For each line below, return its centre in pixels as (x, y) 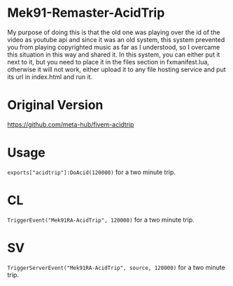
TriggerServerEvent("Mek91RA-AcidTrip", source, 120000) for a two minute (116, 267)
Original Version (55, 105)
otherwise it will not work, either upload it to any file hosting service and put (116, 69)
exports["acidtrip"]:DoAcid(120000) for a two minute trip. (92, 172)
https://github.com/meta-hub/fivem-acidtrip (71, 124)
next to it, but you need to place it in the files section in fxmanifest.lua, (108, 62)
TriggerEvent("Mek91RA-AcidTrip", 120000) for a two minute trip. (101, 220)
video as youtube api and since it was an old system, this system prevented (116, 39)
